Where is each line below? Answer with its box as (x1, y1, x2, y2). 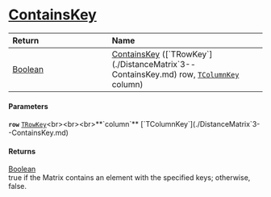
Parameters (8, 101, 48, 111)
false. (8, 182, 27, 191)
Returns (8, 146, 36, 156)
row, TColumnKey (178, 69, 240, 80)
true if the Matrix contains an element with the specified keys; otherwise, (8, 173, 251, 182)
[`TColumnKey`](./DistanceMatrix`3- (140, 119, 261, 129)
